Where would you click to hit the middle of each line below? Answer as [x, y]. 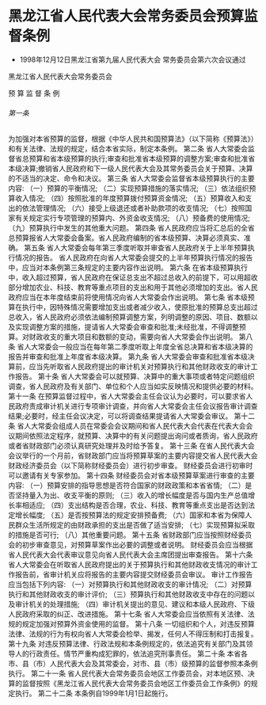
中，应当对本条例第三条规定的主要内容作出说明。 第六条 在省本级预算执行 [128, 268]
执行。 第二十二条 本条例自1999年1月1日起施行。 [93, 693]
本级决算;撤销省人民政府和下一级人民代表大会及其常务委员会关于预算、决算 [131, 169]
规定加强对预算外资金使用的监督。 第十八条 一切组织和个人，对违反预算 [138, 624]
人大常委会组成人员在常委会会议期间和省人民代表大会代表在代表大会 [135, 426]
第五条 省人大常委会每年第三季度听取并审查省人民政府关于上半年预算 [135, 248]
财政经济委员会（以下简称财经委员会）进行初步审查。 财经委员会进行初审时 [131, 466]
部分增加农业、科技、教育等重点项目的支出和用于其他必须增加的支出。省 [126, 288]
